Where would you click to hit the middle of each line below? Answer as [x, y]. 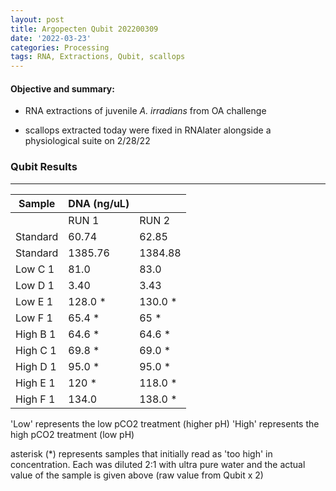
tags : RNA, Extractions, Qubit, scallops [98, 57]
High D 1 [36, 366]
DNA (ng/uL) [99, 203]
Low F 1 [34, 318]
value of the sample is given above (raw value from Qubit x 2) [137, 475]
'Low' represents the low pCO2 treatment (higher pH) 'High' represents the [165, 423]
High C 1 [36, 350]
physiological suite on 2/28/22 [87, 141]
